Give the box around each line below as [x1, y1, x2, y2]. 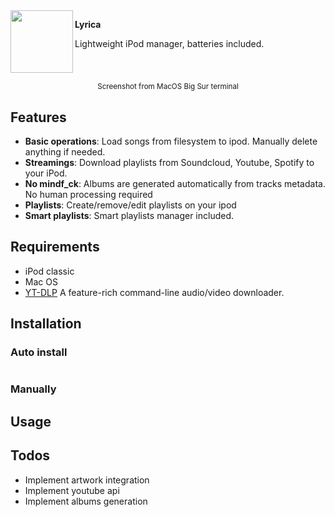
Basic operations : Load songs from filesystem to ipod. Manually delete [24, 135, 318, 147]
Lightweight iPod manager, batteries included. [74, 38, 265, 49]
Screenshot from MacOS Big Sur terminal [97, 82, 239, 92]
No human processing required [24, 189, 153, 200]
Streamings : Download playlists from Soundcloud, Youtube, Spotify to [24, 157, 315, 168]
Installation [10, 315, 82, 333]
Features [10, 109, 67, 126]
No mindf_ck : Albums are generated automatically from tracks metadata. [24, 178, 326, 189]
